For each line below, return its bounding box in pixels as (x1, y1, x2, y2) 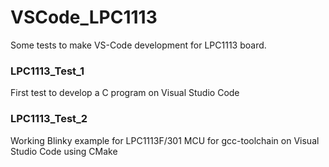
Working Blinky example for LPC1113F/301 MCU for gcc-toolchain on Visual (10, 134, 320, 146)
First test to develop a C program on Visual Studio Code (10, 87, 240, 99)
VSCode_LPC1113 (10, 6, 158, 29)
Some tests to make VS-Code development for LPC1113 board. (10, 39, 267, 51)
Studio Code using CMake (10, 145, 118, 157)
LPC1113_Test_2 (10, 112, 88, 126)
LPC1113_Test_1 (10, 64, 85, 78)
